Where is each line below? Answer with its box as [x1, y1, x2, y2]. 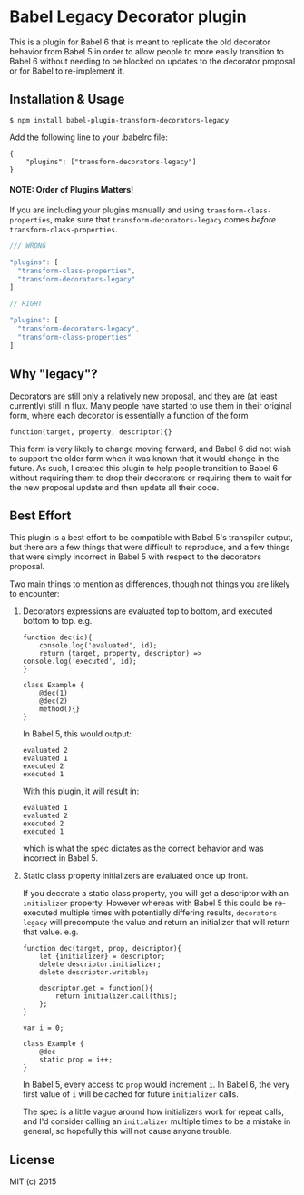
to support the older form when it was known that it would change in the [9, 452, 279, 464]
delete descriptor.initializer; [39, 960, 162, 969]
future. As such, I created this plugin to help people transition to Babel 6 [9, 462, 279, 473]
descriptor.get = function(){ [39, 983, 153, 993]
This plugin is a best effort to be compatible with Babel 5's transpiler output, [9, 532, 293, 543]
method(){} [39, 705, 81, 714]
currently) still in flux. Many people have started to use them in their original [9, 400, 292, 410]
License [9, 1151, 55, 1168]
